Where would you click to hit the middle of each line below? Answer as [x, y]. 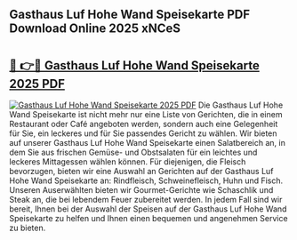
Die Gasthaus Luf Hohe [241, 105]
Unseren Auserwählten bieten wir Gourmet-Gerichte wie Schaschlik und [141, 190]
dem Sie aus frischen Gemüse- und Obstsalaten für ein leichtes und [133, 152]
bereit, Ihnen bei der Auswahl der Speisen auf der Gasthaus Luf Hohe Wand [148, 209]
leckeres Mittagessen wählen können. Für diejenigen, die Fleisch [128, 162]
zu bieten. [28, 228]
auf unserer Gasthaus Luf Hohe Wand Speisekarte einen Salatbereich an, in [148, 143]
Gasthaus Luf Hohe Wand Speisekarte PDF [130, 15]
